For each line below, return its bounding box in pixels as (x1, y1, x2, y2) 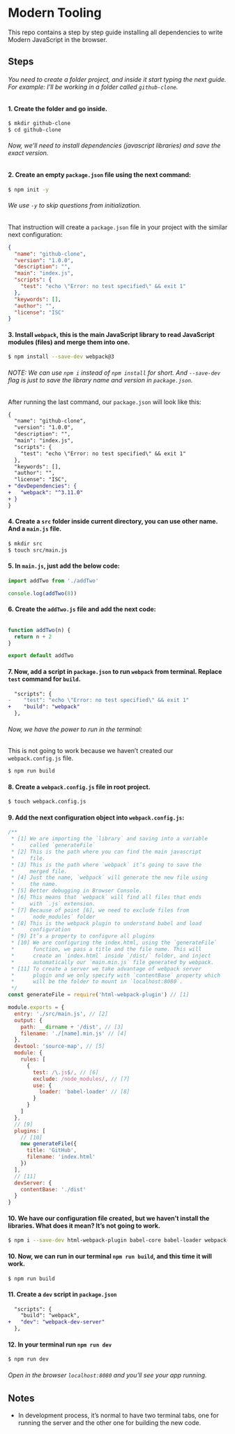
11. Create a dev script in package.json (8, 1290, 117, 1298)
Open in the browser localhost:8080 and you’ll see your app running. (8, 1370, 207, 1379)
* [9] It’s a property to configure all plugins (10, 933, 156, 940)
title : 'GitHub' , (26, 1147, 77, 1154)
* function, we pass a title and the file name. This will (10, 946, 202, 953)
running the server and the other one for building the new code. (17, 1418, 202, 1427)
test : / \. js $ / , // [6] (33, 1068, 99, 1076)
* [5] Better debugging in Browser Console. (10, 887, 142, 894)
